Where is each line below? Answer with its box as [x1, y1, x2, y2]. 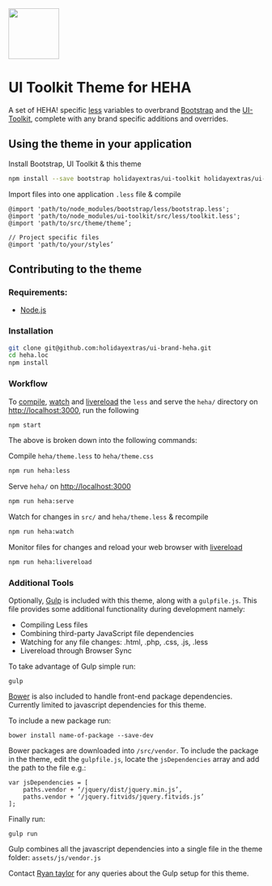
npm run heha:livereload [8, 558, 92, 566]
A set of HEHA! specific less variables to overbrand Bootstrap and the [8, 105, 241, 114]
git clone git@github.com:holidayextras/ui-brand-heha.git [8, 344, 212, 352]
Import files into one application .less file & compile [8, 189, 181, 199]
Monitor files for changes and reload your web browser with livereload [8, 543, 243, 553]
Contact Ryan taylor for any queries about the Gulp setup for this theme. [8, 868, 249, 879]
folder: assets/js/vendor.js [8, 853, 101, 862]
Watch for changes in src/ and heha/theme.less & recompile [8, 512, 209, 522]
